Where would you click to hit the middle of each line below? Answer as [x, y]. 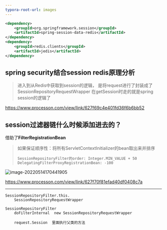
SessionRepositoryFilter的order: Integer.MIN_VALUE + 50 [77, 159]
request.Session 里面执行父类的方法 [50, 223]
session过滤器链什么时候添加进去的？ [63, 125]
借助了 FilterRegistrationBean [36, 138]
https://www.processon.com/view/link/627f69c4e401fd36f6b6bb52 [75, 108]
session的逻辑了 [34, 98]
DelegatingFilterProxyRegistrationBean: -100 [65, 163]
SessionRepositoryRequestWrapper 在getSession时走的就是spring [85, 92]
